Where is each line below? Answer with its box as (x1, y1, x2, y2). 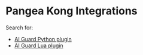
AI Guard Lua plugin (14, 42, 63, 49)
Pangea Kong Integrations (5, 4, 138, 18)
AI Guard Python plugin (14, 35, 72, 42)
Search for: (5, 24, 34, 31)
